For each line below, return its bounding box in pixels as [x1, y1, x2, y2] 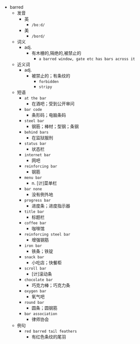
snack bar [24, 255, 44, 260]
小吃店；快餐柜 [31, 260, 62, 265]
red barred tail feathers [24, 329, 77, 334]
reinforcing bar [24, 164, 58, 169]
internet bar [24, 153, 51, 158]
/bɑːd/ [31, 23, 45, 27]
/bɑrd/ [31, 34, 45, 39]
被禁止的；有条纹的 [31, 73, 71, 79]
